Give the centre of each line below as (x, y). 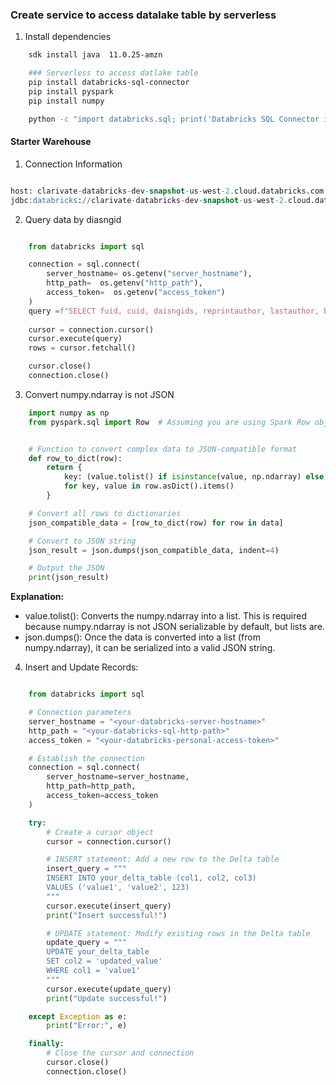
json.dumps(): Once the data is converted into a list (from (142, 637)
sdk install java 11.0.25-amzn (95, 55)
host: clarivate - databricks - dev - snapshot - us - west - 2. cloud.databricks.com (167, 191)
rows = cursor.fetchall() (82, 348)
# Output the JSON (66, 568)
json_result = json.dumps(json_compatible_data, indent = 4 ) (154, 550)
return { (64, 468)
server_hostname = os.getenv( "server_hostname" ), (149, 274)
